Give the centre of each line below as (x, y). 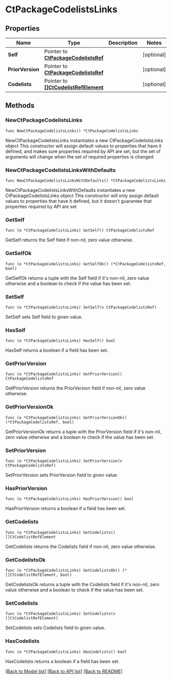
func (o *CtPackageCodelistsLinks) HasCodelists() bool (66, 652)
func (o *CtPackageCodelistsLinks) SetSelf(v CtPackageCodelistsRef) (81, 307)
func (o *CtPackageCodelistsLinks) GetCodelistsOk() (63, 570)
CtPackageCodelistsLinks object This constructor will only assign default (82, 196)
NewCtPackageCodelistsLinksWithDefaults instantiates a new (70, 190)
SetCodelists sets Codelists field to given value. (56, 628)
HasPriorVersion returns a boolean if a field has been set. (66, 509)
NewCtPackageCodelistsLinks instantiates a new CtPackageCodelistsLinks (84, 140)
